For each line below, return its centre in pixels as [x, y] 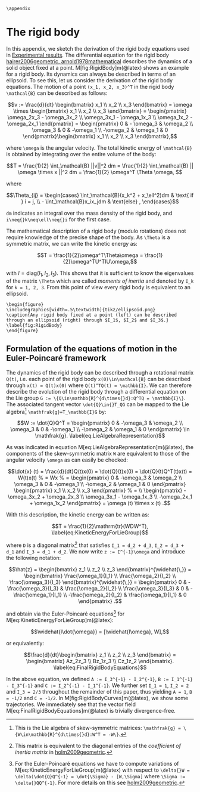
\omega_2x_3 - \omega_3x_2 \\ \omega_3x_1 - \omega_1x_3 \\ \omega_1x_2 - [100, 117]
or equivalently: [25, 643]
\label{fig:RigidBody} [34, 325]
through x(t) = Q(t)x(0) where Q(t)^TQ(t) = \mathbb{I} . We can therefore [99, 385]
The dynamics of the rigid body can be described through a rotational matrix [100, 372]
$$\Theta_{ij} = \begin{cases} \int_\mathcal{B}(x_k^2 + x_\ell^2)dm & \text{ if [100, 195]
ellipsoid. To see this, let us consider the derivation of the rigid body [90, 80]
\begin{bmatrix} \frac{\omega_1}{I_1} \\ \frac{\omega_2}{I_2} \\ [100, 576]
